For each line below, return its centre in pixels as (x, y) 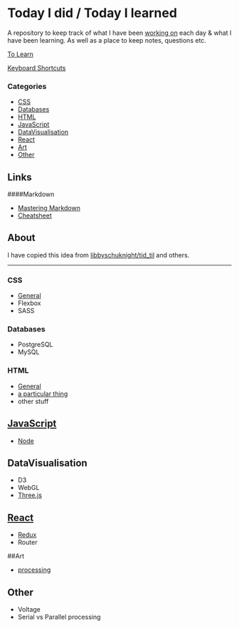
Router (27, 543)
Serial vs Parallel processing (59, 617)
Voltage (29, 609)
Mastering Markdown (49, 208)
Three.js (30, 495)
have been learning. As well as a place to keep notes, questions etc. (107, 40)
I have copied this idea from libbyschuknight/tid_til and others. (99, 255)
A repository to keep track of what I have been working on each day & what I (119, 33)
